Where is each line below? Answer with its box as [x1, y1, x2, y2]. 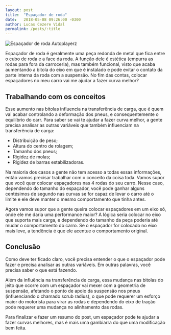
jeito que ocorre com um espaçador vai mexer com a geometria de [5, 282, 146, 289]
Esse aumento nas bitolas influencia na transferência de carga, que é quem [5, 106, 164, 112]
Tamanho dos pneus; [12, 148, 57, 154]
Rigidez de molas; [12, 154, 51, 160]
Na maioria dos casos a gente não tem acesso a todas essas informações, [5, 169, 162, 175]
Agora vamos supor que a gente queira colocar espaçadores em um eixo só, [5, 206, 166, 212]
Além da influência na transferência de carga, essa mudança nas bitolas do [5, 277, 163, 283]
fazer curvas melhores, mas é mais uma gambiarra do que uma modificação [5, 319, 166, 325]
